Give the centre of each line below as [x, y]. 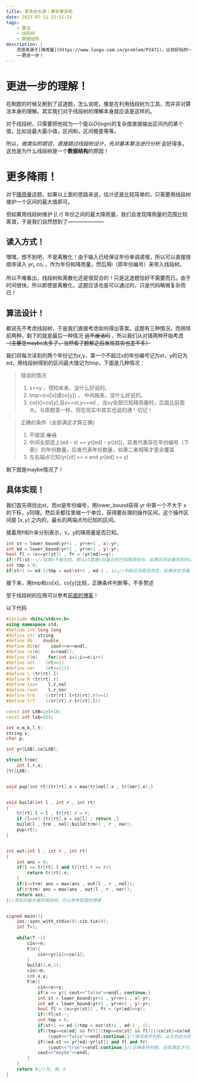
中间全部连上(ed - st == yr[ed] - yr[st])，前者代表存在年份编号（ [106, 442]
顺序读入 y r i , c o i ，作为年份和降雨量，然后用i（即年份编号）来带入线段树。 [95, 265]
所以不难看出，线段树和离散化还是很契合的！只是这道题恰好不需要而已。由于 [98, 278]
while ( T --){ [31, 938]
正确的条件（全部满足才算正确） [59, 422]
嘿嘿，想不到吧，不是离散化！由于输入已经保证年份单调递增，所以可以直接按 [98, 257]
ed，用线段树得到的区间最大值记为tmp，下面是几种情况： [76, 363]
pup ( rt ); [27, 830]
